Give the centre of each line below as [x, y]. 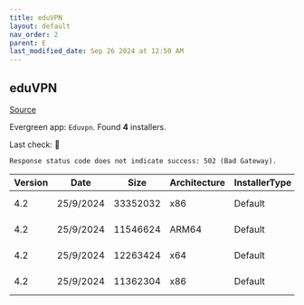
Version [31, 182]
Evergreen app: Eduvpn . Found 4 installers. [88, 126]
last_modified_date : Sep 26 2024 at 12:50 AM [96, 51]
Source [23, 109]
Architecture [198, 182]
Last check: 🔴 [35, 144]
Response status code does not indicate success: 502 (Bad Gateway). [143, 161]
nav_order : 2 [34, 34]
